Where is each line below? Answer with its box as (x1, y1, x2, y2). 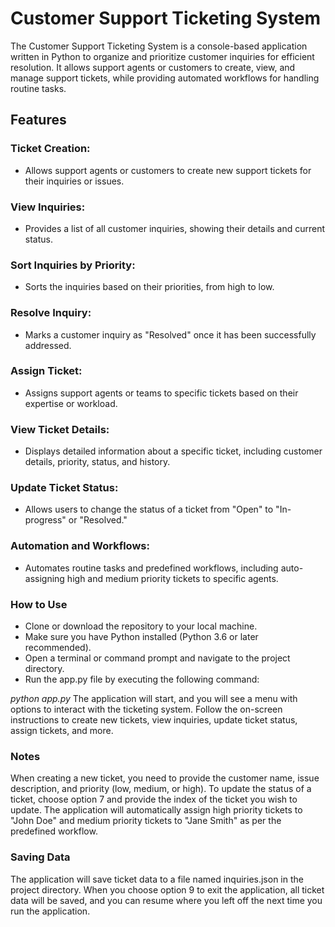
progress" (24, 514, 67, 526)
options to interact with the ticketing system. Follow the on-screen (10, 703, 283, 715)
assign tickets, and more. (10, 725, 114, 736)
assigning (24, 572, 65, 584)
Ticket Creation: (10, 142, 91, 156)
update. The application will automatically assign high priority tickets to (10, 804, 303, 816)
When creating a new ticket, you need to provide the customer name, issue (10, 772, 320, 784)
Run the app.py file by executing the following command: (24, 673, 260, 685)
